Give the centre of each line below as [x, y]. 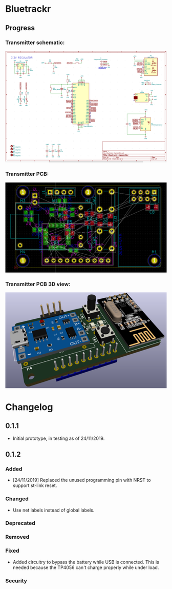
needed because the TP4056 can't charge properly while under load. [86, 567]
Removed [17, 537]
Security [16, 581]
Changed [17, 499]
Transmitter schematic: [35, 43]
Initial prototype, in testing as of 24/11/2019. [59, 438]
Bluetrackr [28, 9]
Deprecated [20, 523]
